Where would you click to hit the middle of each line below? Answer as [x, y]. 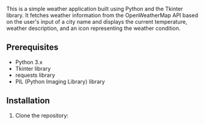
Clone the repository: [42, 115]
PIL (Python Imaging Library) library [60, 81]
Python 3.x [29, 62]
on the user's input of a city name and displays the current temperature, [97, 22]
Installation [28, 101]
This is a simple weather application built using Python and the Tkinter [95, 9]
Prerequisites [32, 47]
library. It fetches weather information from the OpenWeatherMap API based [102, 15]
